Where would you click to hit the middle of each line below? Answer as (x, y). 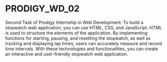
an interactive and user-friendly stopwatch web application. (67, 54)
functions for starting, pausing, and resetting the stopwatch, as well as (78, 38)
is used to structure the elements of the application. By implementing (76, 33)
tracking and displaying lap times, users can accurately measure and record (83, 43)
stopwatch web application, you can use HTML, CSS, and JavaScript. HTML (83, 27)
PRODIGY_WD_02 (42, 9)
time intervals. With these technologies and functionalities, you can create (82, 49)
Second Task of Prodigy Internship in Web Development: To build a (74, 22)
